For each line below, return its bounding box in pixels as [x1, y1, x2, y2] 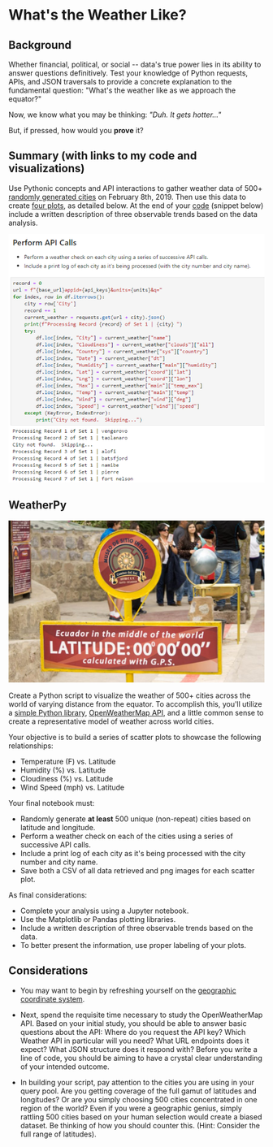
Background [8, 38, 71, 52]
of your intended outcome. [19, 1062, 110, 1071]
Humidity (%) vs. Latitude [19, 765, 106, 775]
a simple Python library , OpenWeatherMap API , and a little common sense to [8, 708, 264, 717]
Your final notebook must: [8, 799, 95, 807]
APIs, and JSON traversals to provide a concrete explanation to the [8, 77, 232, 86]
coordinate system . [19, 993, 85, 1004]
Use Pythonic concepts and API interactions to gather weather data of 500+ [8, 183, 262, 193]
